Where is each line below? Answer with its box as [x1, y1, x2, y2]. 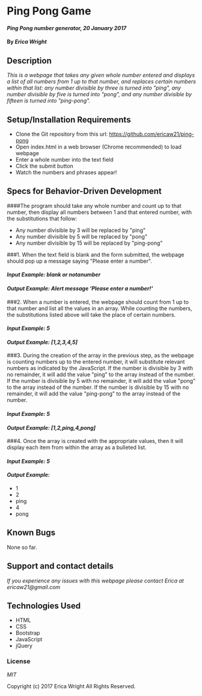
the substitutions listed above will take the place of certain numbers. [7, 311, 176, 318]
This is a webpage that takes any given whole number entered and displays [7, 72, 195, 79]
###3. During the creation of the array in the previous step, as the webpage [7, 352, 194, 359]
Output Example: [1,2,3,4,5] [7, 338, 78, 346]
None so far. [7, 543, 38, 551]
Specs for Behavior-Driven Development [7, 186, 162, 197]
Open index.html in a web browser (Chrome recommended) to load [15, 143, 182, 150]
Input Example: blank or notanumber [7, 271, 101, 278]
